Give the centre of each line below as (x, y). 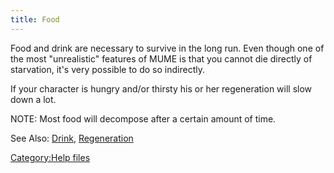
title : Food (35, 19)
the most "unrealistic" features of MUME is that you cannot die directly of (161, 58)
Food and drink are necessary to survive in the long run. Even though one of (167, 48)
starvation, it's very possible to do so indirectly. (107, 69)
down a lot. (33, 99)
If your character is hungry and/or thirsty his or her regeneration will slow (161, 88)
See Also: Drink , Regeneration (72, 138)
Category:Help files (50, 157)
